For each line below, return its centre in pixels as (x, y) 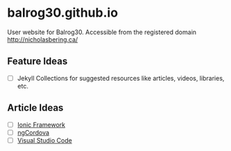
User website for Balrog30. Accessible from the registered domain (102, 32)
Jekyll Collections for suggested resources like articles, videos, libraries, (121, 78)
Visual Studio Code (45, 140)
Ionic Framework (41, 125)
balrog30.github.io (63, 13)
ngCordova (33, 132)
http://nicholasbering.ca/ (43, 39)
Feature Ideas (37, 62)
